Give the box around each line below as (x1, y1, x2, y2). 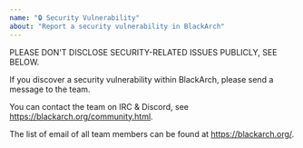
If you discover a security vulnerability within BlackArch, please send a (9, 74, 274, 84)
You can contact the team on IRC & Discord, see (9, 101, 189, 112)
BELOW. (9, 56, 40, 67)
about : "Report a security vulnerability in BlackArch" (9, 22, 225, 31)
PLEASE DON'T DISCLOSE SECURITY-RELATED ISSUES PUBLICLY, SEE (9, 46, 278, 57)
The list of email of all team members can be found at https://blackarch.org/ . (9, 128, 295, 139)
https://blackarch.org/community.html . (9, 111, 153, 122)
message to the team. (9, 84, 91, 94)
